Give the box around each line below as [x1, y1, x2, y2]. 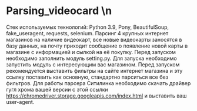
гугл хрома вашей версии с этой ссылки [6, 86, 109, 93]
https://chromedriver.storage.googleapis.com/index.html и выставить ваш [6, 92, 187, 99]
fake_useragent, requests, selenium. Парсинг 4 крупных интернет [6, 29, 169, 36]
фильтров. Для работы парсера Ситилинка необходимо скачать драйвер [6, 79, 191, 86]
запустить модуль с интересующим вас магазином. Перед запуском [6, 60, 180, 68]
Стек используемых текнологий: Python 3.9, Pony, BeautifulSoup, [6, 23, 169, 31]
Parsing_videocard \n [6, 4, 112, 18]
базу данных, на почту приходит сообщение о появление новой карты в [6, 42, 188, 49]
